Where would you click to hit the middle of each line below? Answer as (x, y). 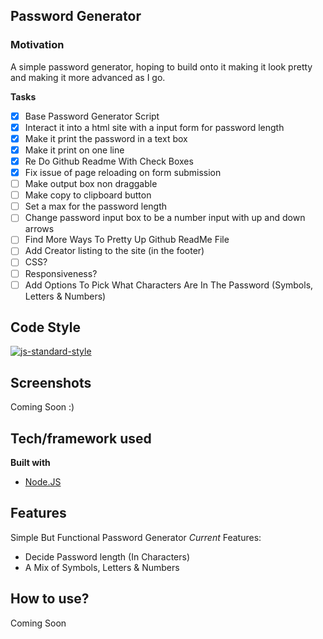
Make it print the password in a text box (106, 138)
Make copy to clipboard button (88, 195)
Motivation (37, 45)
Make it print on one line (74, 150)
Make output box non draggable (91, 184)
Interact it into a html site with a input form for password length (154, 127)
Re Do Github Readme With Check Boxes (109, 161)
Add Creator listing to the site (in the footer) (114, 251)
